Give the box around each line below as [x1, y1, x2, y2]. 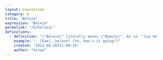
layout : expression [5, 7, 45, 12]
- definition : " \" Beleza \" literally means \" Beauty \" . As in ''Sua [9, 34, 151, 39]
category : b [5, 12, 29, 16]
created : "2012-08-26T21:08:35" [14, 43, 79, 48]
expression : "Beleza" [5, 20, 49, 26]
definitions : [5, 30, 32, 34]
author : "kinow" [14, 47, 47, 52]
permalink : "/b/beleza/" [5, 25, 55, 30]
